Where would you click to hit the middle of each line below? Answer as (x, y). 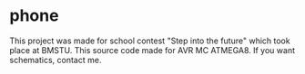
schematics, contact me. (56, 60)
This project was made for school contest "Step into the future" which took (150, 41)
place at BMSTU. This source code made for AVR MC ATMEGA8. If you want (152, 50)
